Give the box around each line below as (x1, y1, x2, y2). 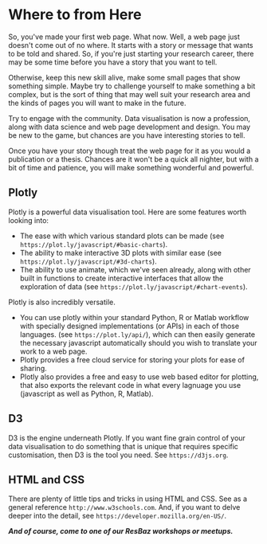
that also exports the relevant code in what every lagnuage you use (19, 380, 241, 389)
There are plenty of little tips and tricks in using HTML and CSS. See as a (8, 494, 248, 503)
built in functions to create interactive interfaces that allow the (19, 273, 224, 283)
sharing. (19, 363, 48, 373)
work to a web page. (19, 346, 88, 356)
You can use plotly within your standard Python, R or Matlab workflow (19, 312, 249, 322)
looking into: (8, 215, 49, 225)
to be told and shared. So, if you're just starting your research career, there (8, 49, 254, 58)
